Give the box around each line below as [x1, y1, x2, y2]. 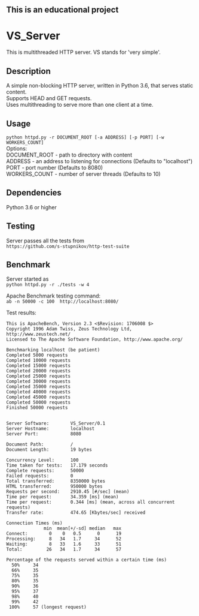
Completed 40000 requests [6, 389, 71, 395]
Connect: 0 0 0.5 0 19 [6, 531, 121, 537]
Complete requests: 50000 [6, 468, 84, 474]
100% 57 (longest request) [8, 604, 87, 611]
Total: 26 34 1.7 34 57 [6, 546, 121, 552]
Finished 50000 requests [6, 405, 68, 411]
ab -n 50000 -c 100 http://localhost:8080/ [6, 299, 119, 305]
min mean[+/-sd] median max [44, 525, 121, 531]
